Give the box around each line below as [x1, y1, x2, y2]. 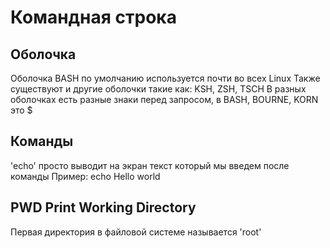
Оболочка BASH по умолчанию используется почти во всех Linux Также [10, 72, 321, 84]
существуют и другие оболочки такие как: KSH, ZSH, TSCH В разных [10, 83, 307, 95]
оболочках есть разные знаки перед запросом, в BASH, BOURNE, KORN [10, 94, 319, 105]
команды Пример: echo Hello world [10, 170, 161, 182]
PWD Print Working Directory [10, 199, 197, 216]
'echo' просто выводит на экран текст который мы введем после [10, 159, 290, 171]
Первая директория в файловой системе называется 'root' [10, 226, 262, 238]
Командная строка [10, 6, 177, 29]
